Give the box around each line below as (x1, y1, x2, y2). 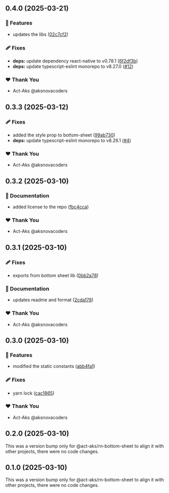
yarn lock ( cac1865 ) (12, 390, 55, 396)
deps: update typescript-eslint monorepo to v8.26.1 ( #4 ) (12, 137, 131, 143)
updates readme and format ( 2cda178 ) (12, 297, 93, 303)
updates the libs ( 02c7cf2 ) (12, 31, 69, 37)
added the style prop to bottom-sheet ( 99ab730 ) (12, 132, 116, 138)
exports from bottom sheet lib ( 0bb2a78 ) (12, 272, 99, 279)
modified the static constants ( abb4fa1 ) (12, 363, 95, 369)
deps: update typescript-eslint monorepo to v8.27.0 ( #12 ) (12, 63, 134, 69)
